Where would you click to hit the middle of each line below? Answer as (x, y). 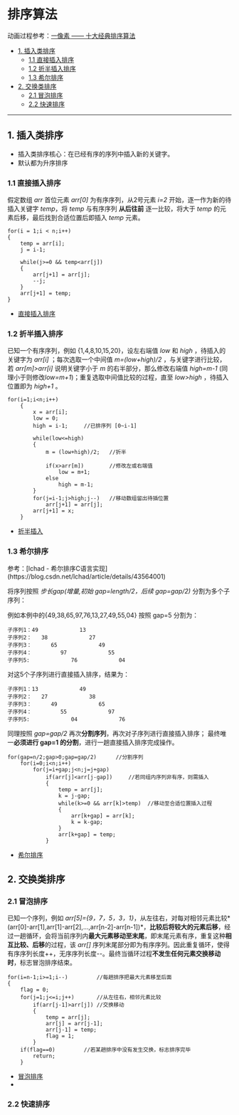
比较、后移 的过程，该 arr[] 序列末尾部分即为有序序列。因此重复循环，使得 (121, 945)
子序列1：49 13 (47, 630)
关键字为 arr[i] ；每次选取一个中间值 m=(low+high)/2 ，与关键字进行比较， (117, 359)
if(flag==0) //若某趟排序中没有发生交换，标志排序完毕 (106, 1050)
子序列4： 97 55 (61, 652)
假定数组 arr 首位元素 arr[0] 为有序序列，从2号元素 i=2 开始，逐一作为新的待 (119, 200)
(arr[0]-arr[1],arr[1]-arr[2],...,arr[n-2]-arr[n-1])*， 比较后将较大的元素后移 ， (116, 927)
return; (44, 1056)
